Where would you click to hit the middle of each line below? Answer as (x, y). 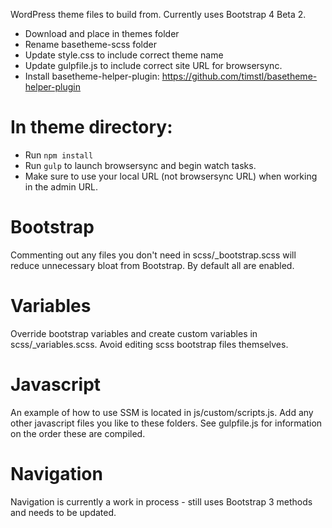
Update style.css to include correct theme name (124, 55)
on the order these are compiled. (78, 433)
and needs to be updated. (63, 512)
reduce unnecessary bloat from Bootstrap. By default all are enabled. (152, 265)
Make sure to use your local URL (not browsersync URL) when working (171, 176)
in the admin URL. (61, 186)
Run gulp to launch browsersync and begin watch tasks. (140, 165)
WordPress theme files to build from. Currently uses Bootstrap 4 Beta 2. (158, 14)
